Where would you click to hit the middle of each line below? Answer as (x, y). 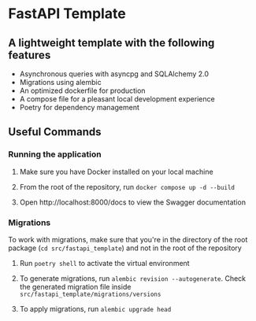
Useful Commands (55, 132)
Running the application (55, 154)
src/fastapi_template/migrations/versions (90, 294)
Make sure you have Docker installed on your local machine (117, 172)
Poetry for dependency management (80, 107)
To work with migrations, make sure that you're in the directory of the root (128, 239)
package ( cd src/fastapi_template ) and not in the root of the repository (125, 248)
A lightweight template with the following (111, 43)
